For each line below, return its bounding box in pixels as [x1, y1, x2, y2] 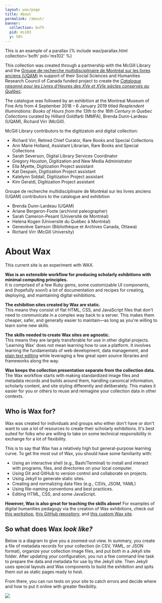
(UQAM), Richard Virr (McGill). [5, 118, 65, 124]
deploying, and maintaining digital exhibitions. [5, 292, 97, 298]
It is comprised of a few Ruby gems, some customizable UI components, [5, 281, 150, 288]
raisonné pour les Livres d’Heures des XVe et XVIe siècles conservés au [5, 83, 149, 89]
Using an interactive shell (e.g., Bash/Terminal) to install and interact [12, 460, 149, 466]
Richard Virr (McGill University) [12, 229, 74, 235]
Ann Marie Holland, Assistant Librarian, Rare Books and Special [12, 142, 139, 148]
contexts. [5, 393, 24, 399]
